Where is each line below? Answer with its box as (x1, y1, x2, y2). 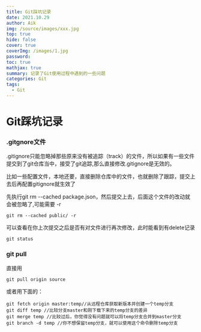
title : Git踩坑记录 (6, 8, 52, 15)
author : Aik (6, 20, 36, 26)
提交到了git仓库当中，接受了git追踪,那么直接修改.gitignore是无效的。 (6, 160, 175, 167)
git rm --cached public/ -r (6, 213, 77, 219)
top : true (6, 31, 31, 37)
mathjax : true (6, 64, 42, 71)
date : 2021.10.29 (6, 14, 50, 20)
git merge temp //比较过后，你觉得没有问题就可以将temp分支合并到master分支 (6, 313, 182, 319)
